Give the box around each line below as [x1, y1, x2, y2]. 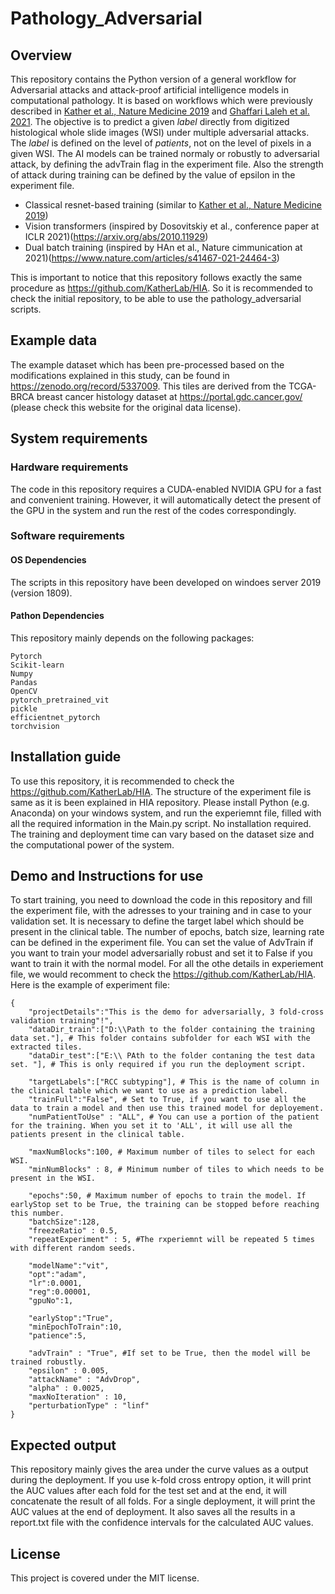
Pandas [10, 677, 38, 687]
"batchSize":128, [28, 1217, 101, 1227]
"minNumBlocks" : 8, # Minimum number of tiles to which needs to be [28, 1165, 325, 1175]
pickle [10, 703, 38, 714]
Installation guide [10, 748, 122, 766]
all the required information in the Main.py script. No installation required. [10, 817, 312, 829]
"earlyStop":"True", [28, 1313, 114, 1324]
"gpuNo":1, [28, 1296, 74, 1306]
